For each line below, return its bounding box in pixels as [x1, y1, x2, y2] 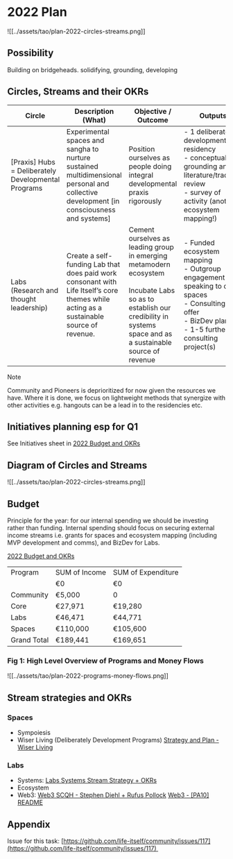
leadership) [10, 303, 49, 312]
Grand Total [10, 636, 49, 645]
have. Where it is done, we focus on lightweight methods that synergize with [7, 393, 226, 402]
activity [183, 196, 208, 205]
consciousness [66, 205, 116, 214]
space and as [128, 329, 173, 339]
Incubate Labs [128, 285, 175, 295]
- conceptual [183, 153, 227, 162]
